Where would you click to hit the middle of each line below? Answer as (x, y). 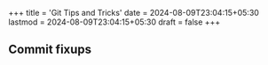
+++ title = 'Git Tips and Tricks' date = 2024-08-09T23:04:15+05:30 (134, 13)
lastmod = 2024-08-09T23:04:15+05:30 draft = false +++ (114, 22)
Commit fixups (50, 50)
